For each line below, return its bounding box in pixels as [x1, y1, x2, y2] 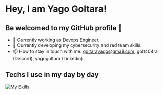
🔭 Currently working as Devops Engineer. [12, 37, 100, 43]
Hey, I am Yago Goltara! [5, 3, 107, 15]
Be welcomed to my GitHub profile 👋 [5, 23, 123, 32]
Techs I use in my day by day [5, 70, 99, 79]
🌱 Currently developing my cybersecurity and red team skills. [12, 42, 142, 49]
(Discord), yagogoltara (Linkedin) [12, 56, 83, 61]
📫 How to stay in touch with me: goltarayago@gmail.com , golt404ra [12, 48, 158, 54]
